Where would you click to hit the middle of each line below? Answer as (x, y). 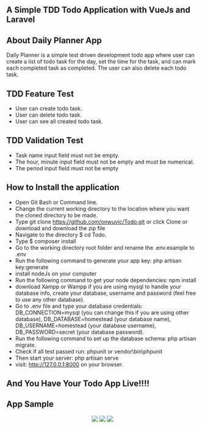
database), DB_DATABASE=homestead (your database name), (93, 319)
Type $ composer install (45, 241)
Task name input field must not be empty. (67, 155)
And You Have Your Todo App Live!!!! (78, 384)
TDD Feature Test (40, 94)
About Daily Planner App (54, 40)
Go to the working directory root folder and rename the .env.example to (105, 247)
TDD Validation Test (45, 141)
